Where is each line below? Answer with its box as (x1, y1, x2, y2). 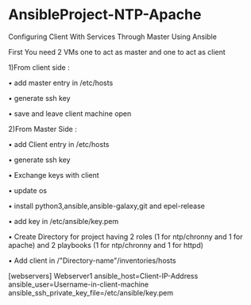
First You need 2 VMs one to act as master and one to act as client (8, 47, 226, 56)
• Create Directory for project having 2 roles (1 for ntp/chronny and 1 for (8, 232, 243, 241)
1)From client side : (8, 62, 70, 72)
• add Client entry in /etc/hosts (8, 139, 110, 149)
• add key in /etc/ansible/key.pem (8, 216, 119, 226)
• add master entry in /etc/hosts (8, 78, 114, 87)
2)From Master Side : (8, 124, 77, 133)
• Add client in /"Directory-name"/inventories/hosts (8, 256, 176, 265)
